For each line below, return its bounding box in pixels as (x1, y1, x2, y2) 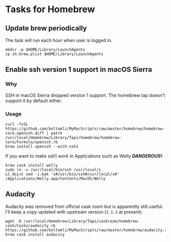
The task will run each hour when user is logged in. (5, 37, 112, 43)
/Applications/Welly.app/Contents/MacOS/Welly (5, 176, 106, 181)
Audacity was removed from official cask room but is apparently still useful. (5, 203, 164, 209)
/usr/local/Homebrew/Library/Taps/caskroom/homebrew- (23, 219, 140, 224)
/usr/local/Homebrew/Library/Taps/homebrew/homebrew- (5, 135, 122, 140)
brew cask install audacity (5, 232, 65, 237)
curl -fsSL (5, 122, 28, 127)
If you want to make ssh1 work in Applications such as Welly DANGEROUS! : (5, 153, 164, 159)
